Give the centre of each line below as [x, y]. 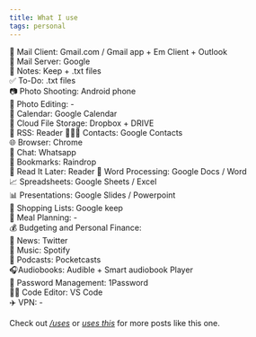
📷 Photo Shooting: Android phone [73, 91]
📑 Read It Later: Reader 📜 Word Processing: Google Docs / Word [128, 171]
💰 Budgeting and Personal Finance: [75, 227]
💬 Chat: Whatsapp [43, 152]
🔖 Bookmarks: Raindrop [53, 162]
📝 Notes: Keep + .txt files [55, 71]
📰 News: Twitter [39, 240]
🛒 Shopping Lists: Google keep [66, 208]
